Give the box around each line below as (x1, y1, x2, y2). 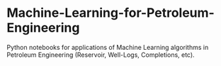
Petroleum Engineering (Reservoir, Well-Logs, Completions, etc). (6, 51, 195, 59)
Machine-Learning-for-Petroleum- (6, 5, 215, 21)
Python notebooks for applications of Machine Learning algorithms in (6, 43, 209, 51)
